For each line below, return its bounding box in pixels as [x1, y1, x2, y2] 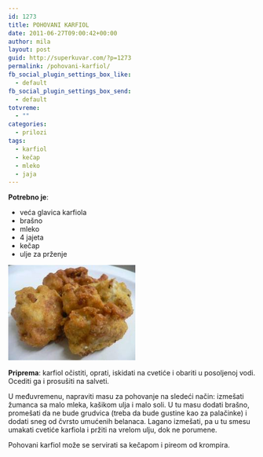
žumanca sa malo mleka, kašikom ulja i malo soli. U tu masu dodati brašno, [8, 400, 250, 410]
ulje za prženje [19, 250, 68, 259]
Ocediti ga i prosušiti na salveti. [8, 377, 110, 386]
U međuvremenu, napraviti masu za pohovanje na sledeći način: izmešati [8, 392, 245, 401]
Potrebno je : [8, 192, 49, 202]
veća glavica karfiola [19, 208, 87, 218]
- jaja [15, 170, 37, 178]
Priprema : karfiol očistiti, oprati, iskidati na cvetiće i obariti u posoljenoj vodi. [8, 368, 256, 378]
